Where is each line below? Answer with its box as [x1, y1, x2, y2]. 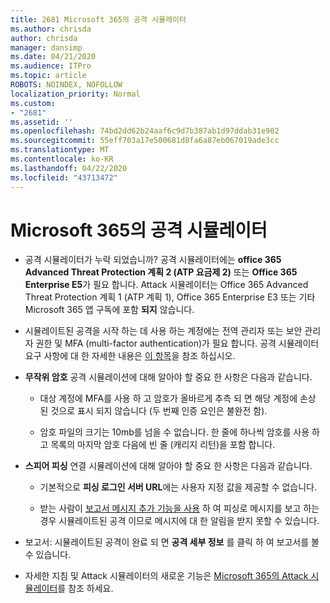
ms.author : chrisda [10, 24, 92, 34]
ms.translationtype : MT [10, 145, 110, 155]
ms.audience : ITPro [10, 61, 92, 71]
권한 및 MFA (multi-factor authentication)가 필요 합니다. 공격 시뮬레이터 [35, 337, 320, 350]
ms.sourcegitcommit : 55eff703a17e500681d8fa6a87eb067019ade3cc [10, 136, 280, 146]
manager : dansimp [10, 42, 83, 53]
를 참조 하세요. [57, 582, 114, 595]
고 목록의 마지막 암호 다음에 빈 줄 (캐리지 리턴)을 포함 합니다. [39, 439, 276, 451]
